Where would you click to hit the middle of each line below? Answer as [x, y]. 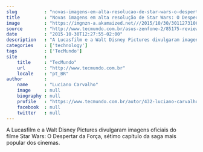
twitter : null [39, 113]
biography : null [39, 96]
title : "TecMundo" [47, 62]
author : [27, 79]
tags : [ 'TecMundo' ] [44, 51]
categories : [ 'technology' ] [47, 46]
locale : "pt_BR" [43, 74]
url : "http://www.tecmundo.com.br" [71, 68]
